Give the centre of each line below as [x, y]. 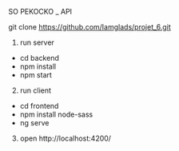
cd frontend [39, 106]
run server [37, 42]
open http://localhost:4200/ [66, 138]
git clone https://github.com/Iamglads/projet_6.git [90, 27]
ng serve [34, 123]
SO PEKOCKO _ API [40, 12]
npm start [36, 75]
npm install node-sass [56, 114]
